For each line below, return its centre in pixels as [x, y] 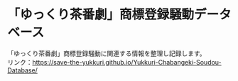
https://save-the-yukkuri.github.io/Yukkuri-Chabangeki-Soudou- [127, 62]
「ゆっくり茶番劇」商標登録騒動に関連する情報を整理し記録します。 [107, 53]
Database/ [22, 70]
